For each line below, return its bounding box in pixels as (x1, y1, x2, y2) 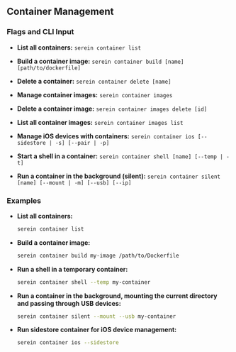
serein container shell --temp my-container (16, 278, 151, 286)
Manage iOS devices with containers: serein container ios (16, 131, 196, 141)
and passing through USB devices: (16, 299, 121, 307)
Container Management (6, 6, 114, 18)
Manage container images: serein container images (16, 90, 173, 99)
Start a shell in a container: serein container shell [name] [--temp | (16, 152, 224, 160)
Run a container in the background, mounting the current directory (16, 291, 218, 300)
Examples (6, 195, 42, 205)
